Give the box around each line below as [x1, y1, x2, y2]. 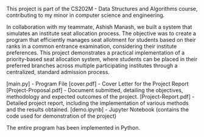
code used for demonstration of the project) [6, 112, 117, 119]
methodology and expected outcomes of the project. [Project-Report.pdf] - [6, 93, 195, 100]
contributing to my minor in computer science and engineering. [6, 12, 165, 19]
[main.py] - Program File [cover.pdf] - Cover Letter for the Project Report [6, 80, 189, 87]
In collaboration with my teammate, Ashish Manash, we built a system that [6, 24, 192, 30]
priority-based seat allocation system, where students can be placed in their [6, 56, 198, 62]
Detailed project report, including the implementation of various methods [6, 99, 189, 107]
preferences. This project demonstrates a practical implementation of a [6, 49, 185, 56]
